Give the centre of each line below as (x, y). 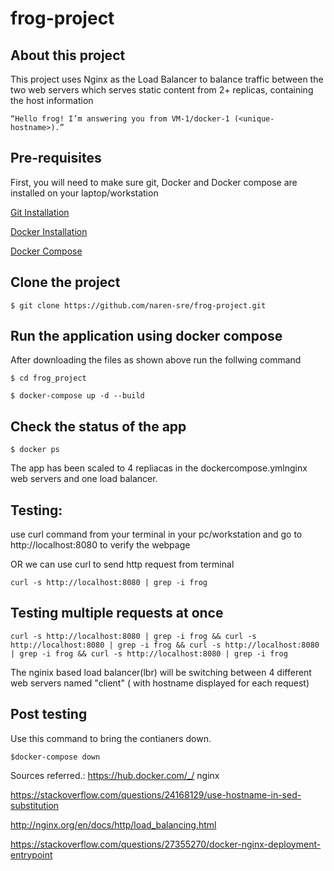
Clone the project (65, 282)
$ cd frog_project (48, 378)
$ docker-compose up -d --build (77, 396)
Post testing (49, 714)
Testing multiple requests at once (117, 613)
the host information (52, 100)
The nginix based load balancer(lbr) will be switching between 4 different (161, 672)
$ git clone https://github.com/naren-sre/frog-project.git (138, 305)
